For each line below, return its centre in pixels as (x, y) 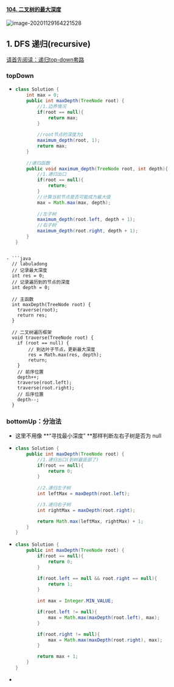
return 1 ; (60, 584)
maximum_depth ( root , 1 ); (69, 141)
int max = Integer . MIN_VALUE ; (75, 601)
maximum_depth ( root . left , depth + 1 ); (86, 220)
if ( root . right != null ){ (69, 634)
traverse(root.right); (46, 388)
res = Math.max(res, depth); (65, 355)
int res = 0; (28, 276)
